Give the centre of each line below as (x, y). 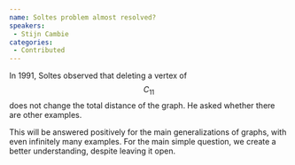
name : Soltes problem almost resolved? (83, 17)
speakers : (27, 26)
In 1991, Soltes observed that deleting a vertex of (98, 75)
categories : (31, 42)
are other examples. (46, 114)
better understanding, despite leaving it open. (93, 151)
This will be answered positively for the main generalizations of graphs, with (148, 132)
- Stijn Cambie (41, 34)
